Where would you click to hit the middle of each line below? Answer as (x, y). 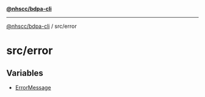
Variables (25, 73)
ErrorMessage (33, 88)
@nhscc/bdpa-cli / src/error (42, 26)
